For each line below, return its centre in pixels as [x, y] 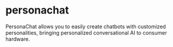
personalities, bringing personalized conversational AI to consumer [86, 32]
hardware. [18, 39]
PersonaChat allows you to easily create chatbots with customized [86, 26]
